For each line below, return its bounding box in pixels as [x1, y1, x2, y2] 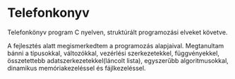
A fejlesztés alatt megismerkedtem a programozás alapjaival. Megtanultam [7, 41, 224, 50]
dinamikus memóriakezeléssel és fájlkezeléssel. [7, 64, 146, 72]
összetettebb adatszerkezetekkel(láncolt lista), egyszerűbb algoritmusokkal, [7, 56, 229, 64]
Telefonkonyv [7, 5, 90, 21]
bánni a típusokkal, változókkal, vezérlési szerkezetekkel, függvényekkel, [7, 49, 220, 57]
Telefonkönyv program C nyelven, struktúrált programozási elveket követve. [7, 28, 228, 36]
